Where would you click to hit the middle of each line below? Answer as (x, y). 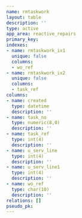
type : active (22, 28)
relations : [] (24, 201)
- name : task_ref (28, 134)
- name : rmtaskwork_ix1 (36, 51)
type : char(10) (31, 189)
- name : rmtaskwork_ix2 (36, 73)
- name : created (26, 100)
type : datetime (31, 106)
